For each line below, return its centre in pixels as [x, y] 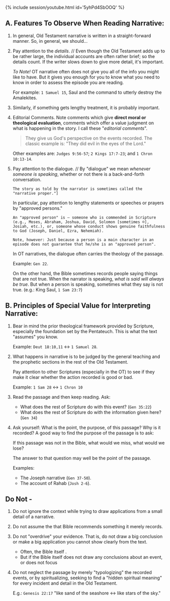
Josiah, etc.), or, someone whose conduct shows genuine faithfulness [89, 226]
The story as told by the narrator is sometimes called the [77, 189]
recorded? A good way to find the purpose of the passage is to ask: [83, 433]
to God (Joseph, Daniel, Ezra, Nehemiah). [58, 231]
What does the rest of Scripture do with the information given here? [91, 412]
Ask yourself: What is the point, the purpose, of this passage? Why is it [87, 427]
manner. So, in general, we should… [50, 41]
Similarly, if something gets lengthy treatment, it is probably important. [86, 107]
